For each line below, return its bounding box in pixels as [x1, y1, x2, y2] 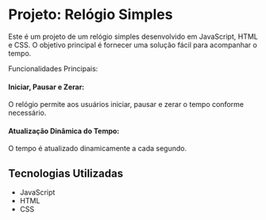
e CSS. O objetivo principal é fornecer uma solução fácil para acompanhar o [8, 40, 258, 49]
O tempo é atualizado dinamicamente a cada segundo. [8, 144, 187, 154]
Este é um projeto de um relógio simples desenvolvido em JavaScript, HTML [8, 32, 258, 41]
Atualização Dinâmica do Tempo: [8, 126, 120, 135]
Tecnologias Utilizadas [8, 166, 124, 180]
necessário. [8, 108, 47, 118]
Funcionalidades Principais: [8, 63, 98, 73]
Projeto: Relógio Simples [8, 6, 173, 24]
